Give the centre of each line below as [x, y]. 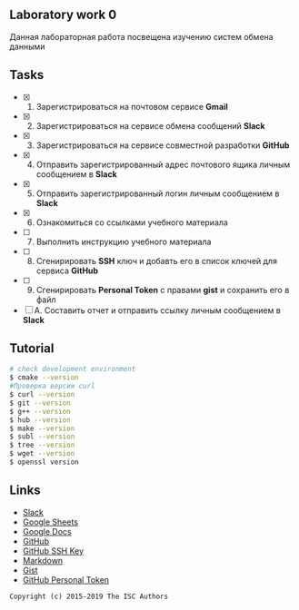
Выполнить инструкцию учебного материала [124, 241]
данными [27, 46]
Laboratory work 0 [63, 15]
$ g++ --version [40, 411]
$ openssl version [44, 462]
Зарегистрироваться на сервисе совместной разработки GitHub [163, 145]
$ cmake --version [44, 378]
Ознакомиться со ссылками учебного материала [132, 222]
